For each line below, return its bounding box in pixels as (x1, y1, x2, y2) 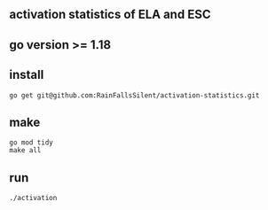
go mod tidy (9, 138, 53, 147)
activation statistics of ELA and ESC (9, 7, 211, 22)
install (9, 67, 44, 82)
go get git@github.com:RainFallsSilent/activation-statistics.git (9, 90, 260, 100)
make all (9, 146, 42, 155)
